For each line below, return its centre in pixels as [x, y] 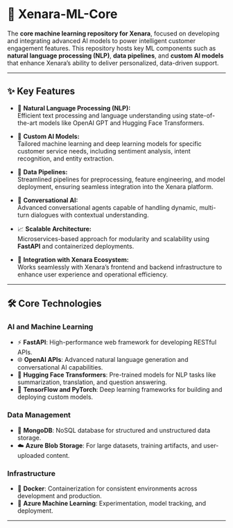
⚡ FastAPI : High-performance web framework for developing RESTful [117, 343]
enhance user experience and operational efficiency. [93, 274]
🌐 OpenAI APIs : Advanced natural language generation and [103, 360]
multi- [207, 207]
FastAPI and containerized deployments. [76, 246]
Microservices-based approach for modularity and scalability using [113, 238]
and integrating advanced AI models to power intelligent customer [102, 40]
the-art [27, 123]
